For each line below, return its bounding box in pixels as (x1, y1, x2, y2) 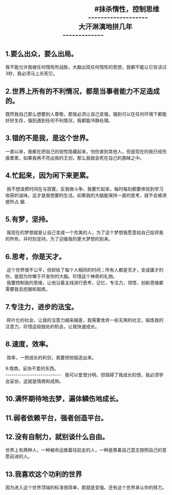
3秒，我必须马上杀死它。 (5, 71, 58, 77)
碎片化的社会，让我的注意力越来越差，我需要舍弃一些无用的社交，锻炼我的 (6, 317, 164, 324)
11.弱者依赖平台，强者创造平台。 (5, 414, 108, 422)
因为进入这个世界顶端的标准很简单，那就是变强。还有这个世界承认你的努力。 (5, 484, 167, 490)
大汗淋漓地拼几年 (78, 23, 133, 31)
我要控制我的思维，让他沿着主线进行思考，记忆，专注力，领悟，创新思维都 (6, 279, 164, 286)
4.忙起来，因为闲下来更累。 (5, 171, 93, 180)
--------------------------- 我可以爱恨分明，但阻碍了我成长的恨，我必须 (5, 372, 159, 378)
